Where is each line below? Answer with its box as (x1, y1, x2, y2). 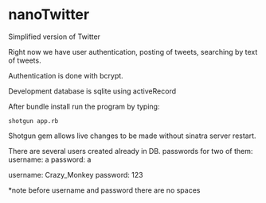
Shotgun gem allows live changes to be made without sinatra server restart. (8, 131, 256, 140)
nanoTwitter (8, 6, 90, 24)
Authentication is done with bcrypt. (8, 71, 123, 80)
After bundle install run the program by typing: (8, 101, 160, 111)
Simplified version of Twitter (8, 32, 101, 41)
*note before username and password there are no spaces (8, 185, 201, 195)
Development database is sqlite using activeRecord (8, 86, 177, 96)
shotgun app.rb (8, 117, 59, 124)
